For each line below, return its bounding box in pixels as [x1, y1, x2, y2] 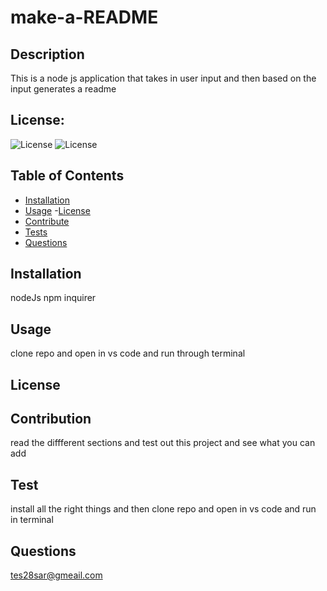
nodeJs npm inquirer [10, 292, 97, 304]
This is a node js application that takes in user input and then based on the [10, 72, 317, 84]
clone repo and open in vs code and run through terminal [10, 347, 246, 360]
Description [10, 46, 85, 63]
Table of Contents [10, 167, 125, 185]
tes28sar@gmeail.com [10, 569, 103, 581]
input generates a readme [10, 83, 117, 95]
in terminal [10, 514, 54, 526]
